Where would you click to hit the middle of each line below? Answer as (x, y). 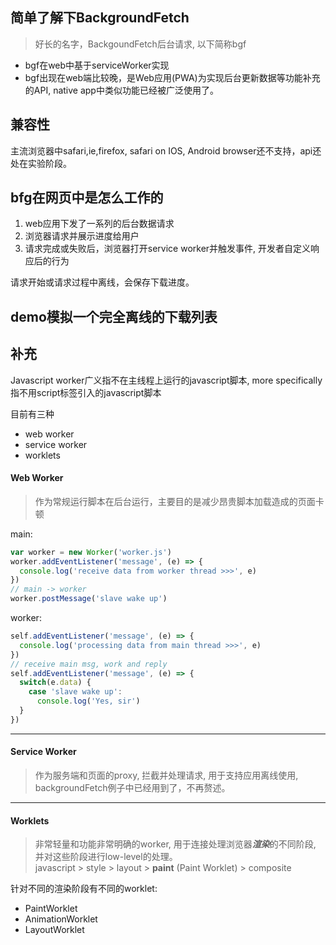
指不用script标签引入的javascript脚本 (86, 392)
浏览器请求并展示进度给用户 (82, 236)
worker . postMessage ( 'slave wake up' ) (89, 599)
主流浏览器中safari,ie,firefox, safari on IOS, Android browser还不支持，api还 (166, 150)
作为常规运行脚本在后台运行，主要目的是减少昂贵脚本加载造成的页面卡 (179, 501)
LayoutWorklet (54, 930)
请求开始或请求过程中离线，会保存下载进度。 (102, 282)
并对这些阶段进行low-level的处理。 (106, 857)
